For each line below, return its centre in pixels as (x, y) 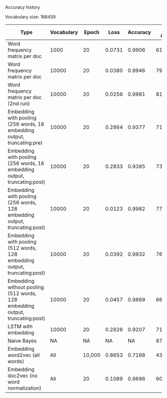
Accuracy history (23, 7)
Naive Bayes (22, 341)
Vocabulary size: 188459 (31, 17)
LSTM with (20, 327)
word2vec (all (24, 355)
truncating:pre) (25, 143)
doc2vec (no (23, 376)
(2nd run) (19, 103)
